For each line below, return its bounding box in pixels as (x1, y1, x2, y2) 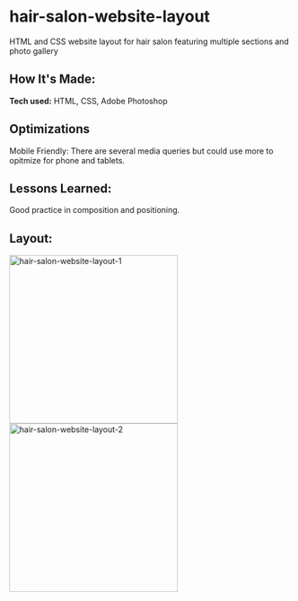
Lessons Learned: (9, 181, 112, 196)
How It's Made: (9, 72, 96, 87)
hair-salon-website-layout (9, 6, 211, 27)
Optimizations (9, 121, 90, 137)
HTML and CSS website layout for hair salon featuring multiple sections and (9, 36, 289, 47)
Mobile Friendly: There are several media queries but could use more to (9, 146, 274, 156)
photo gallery (9, 45, 58, 56)
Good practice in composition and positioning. (9, 205, 180, 216)
